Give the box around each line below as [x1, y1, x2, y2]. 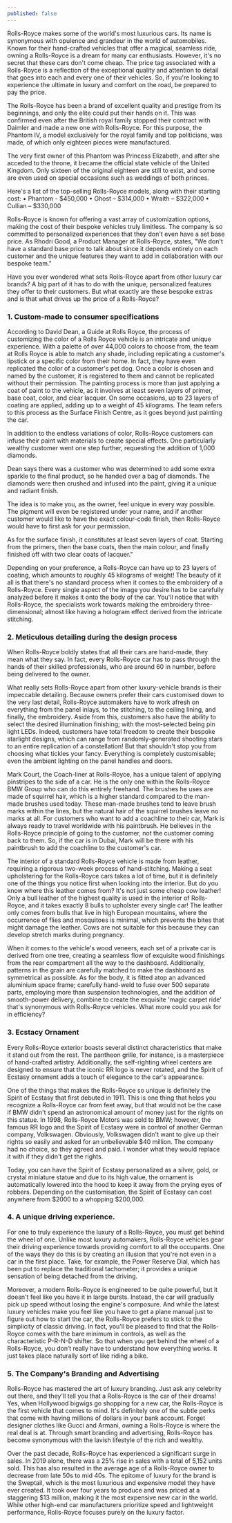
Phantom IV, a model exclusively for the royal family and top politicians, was [7, 131, 223, 139]
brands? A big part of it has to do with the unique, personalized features [7, 279, 212, 288]
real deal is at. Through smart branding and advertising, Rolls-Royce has [7, 1429, 213, 1437]
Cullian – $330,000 [7, 201, 61, 210]
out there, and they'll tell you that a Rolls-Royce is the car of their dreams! [7, 1392, 217, 1401]
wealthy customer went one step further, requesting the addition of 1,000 [7, 443, 215, 452]
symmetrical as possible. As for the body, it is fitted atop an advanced [7, 973, 206, 982]
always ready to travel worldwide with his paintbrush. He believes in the [7, 822, 211, 830]
